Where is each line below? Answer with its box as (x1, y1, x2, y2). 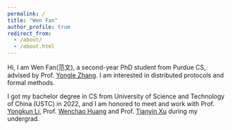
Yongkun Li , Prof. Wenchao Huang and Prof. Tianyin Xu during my (7, 107, 198, 115)
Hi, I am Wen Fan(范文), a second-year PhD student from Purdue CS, (7, 63, 206, 71)
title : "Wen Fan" (7, 17, 58, 24)
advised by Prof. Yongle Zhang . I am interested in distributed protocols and (7, 71, 224, 79)
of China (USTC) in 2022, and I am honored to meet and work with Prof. (7, 100, 214, 108)
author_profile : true (7, 23, 71, 30)
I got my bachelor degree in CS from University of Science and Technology (7, 92, 225, 100)
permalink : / (7, 10, 46, 18)
